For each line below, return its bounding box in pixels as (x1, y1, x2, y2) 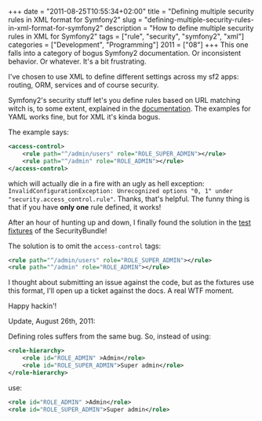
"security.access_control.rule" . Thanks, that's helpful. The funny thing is (8, 194, 250, 203)
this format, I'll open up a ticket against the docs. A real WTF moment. (8, 286, 234, 295)
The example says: (8, 127, 69, 137)
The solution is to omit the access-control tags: (8, 241, 162, 251)
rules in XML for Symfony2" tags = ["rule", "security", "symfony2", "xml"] (8, 31, 245, 41)
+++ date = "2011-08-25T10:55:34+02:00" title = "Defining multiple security (8, 7, 255, 16)
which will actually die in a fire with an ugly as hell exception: (8, 178, 206, 188)
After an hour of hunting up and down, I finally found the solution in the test (8, 218, 251, 227)
